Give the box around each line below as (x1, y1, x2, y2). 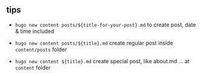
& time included (15, 27, 55, 35)
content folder (15, 64, 51, 71)
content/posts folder (15, 46, 67, 53)
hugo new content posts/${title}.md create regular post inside (15, 39, 173, 46)
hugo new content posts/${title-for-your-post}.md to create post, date (15, 21, 196, 28)
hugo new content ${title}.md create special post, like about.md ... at (15, 57, 190, 64)
